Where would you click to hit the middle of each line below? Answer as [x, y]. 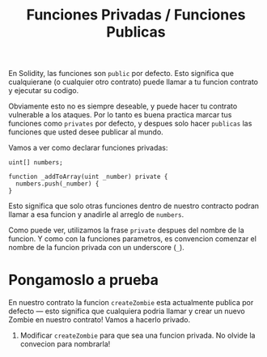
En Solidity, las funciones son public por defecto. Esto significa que [121, 74]
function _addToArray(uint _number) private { [88, 177]
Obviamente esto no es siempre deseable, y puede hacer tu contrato [123, 106]
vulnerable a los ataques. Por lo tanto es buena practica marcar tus [120, 115]
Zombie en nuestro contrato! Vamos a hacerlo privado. [100, 320]
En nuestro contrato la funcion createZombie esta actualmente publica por [131, 303]
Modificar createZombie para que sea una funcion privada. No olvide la [138, 336]
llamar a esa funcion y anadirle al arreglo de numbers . [96, 215]
